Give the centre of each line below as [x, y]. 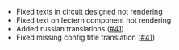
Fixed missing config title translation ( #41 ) [85, 37]
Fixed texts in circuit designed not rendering [89, 12]
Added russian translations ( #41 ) [70, 29]
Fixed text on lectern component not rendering [94, 20]
